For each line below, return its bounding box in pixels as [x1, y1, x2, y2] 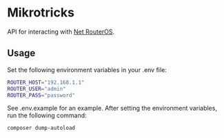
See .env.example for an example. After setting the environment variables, [7, 104, 217, 113]
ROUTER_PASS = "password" [7, 91, 76, 99]
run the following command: [7, 111, 88, 119]
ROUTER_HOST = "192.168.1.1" [7, 79, 85, 86]
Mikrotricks [7, 5, 74, 21]
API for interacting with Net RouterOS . [7, 27, 115, 36]
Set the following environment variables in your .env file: [7, 65, 167, 73]
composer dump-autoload [7, 125, 76, 132]
